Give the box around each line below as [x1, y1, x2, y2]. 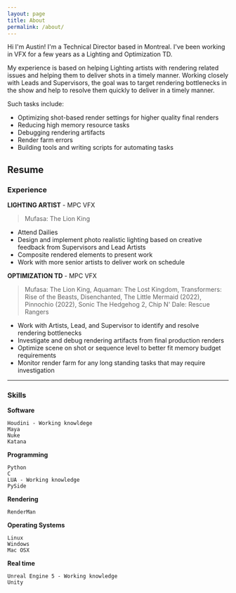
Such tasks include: [7, 100, 65, 108]
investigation [17, 366, 55, 375]
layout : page [7, 10, 46, 18]
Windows [7, 541, 30, 548]
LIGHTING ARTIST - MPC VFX [7, 201, 96, 210]
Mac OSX [7, 547, 30, 554]
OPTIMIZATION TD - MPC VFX [7, 272, 97, 280]
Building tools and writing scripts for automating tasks [17, 144, 174, 152]
